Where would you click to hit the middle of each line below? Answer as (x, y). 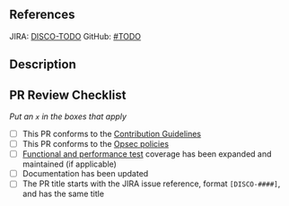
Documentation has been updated (85, 174)
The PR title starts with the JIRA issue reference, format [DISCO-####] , (151, 184)
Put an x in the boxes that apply (68, 116)
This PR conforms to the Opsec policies (95, 144)
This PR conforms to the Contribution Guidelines (112, 134)
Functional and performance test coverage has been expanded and (147, 154)
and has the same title (63, 194)
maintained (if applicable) (69, 164)
